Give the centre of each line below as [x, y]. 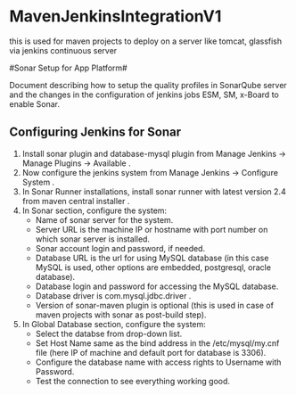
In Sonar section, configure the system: [95, 210]
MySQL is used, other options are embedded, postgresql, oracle [153, 267]
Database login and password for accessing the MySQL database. [157, 286]
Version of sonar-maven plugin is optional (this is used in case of [155, 305]
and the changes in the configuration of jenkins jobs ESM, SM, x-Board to [144, 95]
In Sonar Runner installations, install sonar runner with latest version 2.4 [154, 191]
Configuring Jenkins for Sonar [95, 132]
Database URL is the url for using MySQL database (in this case [152, 258]
